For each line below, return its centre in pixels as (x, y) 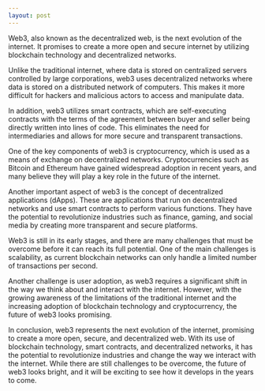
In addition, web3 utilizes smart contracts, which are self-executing (118, 111)
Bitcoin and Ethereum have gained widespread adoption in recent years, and (132, 167)
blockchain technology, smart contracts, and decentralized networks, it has (131, 346)
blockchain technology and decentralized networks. (93, 55)
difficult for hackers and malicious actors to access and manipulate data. (126, 95)
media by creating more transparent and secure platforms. (103, 225)
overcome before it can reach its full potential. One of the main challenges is (132, 249)
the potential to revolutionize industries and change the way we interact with (132, 355)
